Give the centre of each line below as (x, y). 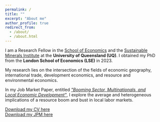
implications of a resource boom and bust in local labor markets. (69, 100)
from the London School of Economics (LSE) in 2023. (59, 61)
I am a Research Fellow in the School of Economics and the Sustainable (76, 50)
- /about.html (24, 37)
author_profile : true (27, 23)
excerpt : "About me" (26, 18)
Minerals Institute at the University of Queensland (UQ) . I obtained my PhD (80, 55)
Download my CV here (27, 109)
